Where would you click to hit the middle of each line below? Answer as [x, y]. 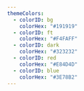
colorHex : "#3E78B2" [48, 77]
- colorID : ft [33, 32]
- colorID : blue [36, 70]
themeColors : [26, 13]
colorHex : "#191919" [48, 26]
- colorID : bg [33, 20]
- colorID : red [35, 58]
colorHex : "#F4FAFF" [48, 39]
